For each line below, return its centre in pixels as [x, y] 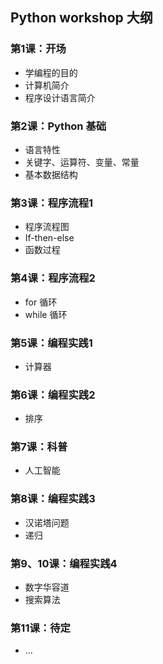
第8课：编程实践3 [53, 499]
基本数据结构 [51, 174]
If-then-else [49, 238]
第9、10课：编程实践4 [64, 563]
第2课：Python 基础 [58, 126]
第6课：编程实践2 [53, 395]
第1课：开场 [38, 49]
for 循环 [41, 302]
